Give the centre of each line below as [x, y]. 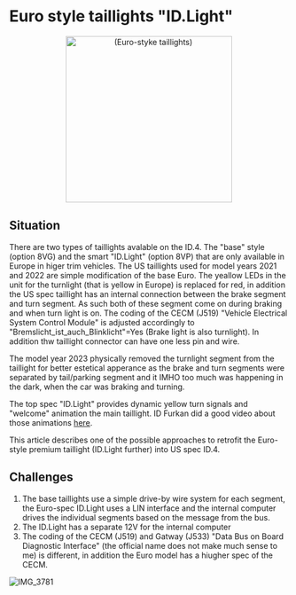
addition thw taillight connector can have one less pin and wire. [125, 341]
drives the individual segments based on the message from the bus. [146, 517]
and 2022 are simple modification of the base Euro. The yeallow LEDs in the [148, 275]
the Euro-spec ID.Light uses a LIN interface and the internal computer [149, 508]
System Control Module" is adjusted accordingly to [102, 322]
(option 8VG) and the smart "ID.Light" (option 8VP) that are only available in [147, 256]
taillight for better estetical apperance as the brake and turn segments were [147, 368]
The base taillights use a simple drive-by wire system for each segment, [153, 498]
